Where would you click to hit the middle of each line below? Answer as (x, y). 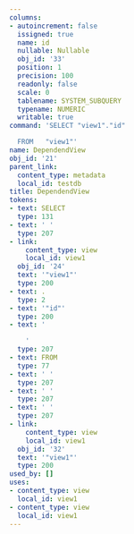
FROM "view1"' (47, 142)
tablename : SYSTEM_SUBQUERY (70, 101)
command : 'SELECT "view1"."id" (67, 126)
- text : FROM (33, 358)
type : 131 (35, 216)
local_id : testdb (50, 183)
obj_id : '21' (33, 158)
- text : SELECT (38, 208)
